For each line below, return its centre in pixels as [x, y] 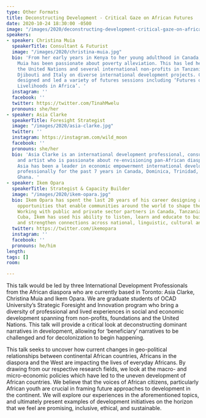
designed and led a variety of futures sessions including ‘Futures [107, 80]
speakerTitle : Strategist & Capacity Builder [71, 189]
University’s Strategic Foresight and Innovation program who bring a [93, 305]
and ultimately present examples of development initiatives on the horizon [100, 401]
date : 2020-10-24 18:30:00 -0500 [49, 23]
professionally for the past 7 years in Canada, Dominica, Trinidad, [108, 172]
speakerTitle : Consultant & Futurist [60, 47]
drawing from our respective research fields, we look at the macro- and [97, 369]
